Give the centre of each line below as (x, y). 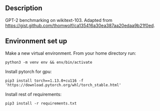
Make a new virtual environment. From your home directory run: (71, 53)
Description (24, 8)
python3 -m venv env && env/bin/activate (49, 62)
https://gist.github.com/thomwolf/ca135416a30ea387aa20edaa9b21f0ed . (80, 25)
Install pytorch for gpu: (28, 71)
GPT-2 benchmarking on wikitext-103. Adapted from (59, 20)
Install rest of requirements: (33, 94)
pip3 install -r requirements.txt (41, 103)
